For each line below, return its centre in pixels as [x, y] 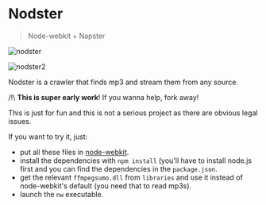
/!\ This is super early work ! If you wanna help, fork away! [104, 97]
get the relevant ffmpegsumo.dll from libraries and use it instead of [131, 177]
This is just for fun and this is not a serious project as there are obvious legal [133, 113]
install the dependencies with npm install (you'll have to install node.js [136, 161]
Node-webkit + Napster [66, 36]
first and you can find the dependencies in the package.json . [119, 168]
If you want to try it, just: [48, 137]
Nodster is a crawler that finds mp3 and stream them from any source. [123, 82]
